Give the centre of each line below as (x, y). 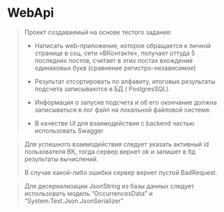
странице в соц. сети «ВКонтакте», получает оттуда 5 (115, 53)
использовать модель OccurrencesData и (88, 193)
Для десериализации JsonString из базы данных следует (109, 185)
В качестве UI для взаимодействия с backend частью (114, 123)
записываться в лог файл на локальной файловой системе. (123, 109)
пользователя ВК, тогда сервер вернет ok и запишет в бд (110, 151)
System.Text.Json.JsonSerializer (74, 201)
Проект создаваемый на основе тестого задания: (98, 32)
